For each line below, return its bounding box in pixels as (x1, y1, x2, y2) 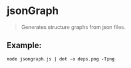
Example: (6, 40, 42, 50)
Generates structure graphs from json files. (21, 23, 126, 30)
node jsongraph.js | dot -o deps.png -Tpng (6, 56, 115, 62)
